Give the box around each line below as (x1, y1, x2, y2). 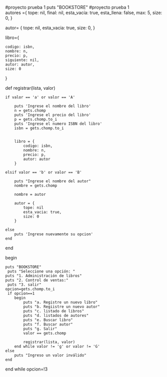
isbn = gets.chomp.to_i (14, 126, 64, 131)
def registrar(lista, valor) (5, 85, 55, 91)
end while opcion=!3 (5, 366, 48, 372)
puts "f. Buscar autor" (23, 322, 73, 327)
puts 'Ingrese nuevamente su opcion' (14, 232, 94, 237)
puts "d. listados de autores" (23, 313, 89, 318)
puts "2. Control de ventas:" (5, 278, 69, 283)
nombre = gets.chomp (14, 183, 57, 188)
